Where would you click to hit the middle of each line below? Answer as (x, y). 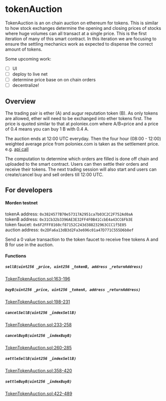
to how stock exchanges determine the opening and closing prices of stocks (83, 28)
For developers (29, 190)
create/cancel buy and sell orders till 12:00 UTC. (54, 174)
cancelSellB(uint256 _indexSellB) (41, 313)
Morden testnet (22, 202)
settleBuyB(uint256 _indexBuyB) (38, 381)
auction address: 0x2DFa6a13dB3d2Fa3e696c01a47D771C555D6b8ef (69, 230)
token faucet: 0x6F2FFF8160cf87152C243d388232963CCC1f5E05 (66, 224)
